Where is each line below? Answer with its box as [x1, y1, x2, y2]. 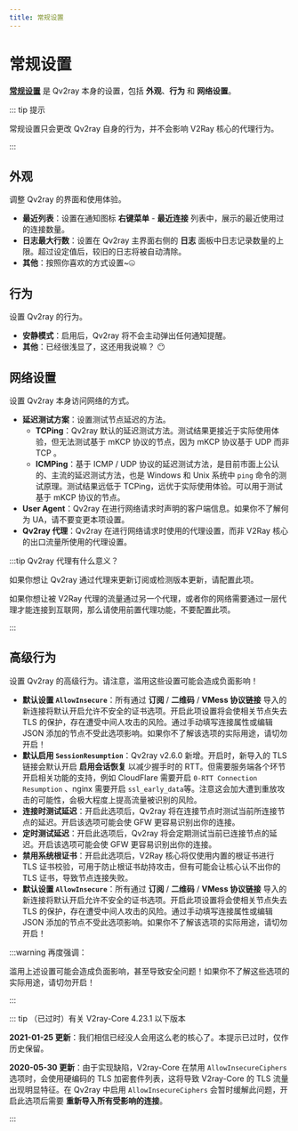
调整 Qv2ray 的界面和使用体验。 [9, 194, 126, 205]
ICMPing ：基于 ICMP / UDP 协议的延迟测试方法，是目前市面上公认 [35, 459, 280, 469]
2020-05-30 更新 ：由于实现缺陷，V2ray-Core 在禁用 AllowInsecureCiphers [9, 1062, 287, 1072]
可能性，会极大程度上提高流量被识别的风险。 [37, 794, 202, 805]
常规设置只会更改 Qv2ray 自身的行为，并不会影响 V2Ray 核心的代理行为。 [9, 123, 279, 133]
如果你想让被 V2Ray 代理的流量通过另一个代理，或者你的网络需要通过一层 [9, 594, 279, 603]
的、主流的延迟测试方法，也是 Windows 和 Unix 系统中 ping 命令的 [35, 470, 279, 481]
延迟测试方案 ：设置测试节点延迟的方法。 [21, 415, 171, 424]
